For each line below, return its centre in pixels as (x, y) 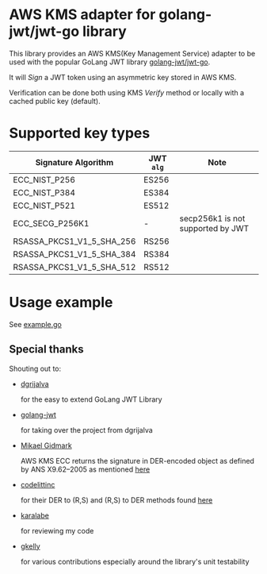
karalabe (35, 515)
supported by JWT (214, 228)
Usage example (61, 302)
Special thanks (46, 350)
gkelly (30, 546)
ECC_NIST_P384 (44, 192)
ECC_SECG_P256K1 (51, 223)
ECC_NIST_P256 (44, 179)
